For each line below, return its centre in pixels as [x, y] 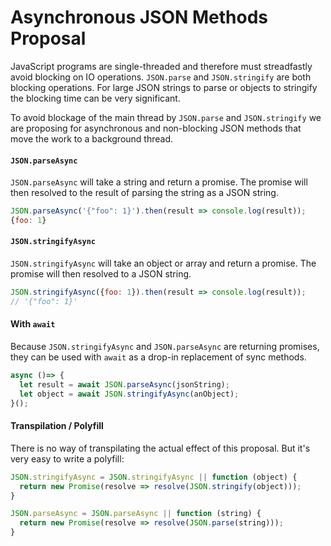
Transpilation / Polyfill [57, 426]
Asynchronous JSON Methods [139, 17]
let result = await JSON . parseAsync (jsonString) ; [124, 384]
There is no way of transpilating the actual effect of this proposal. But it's [160, 448]
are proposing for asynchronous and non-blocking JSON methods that [156, 128]
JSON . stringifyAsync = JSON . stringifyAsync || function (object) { [154, 477]
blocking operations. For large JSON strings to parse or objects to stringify [164, 87]
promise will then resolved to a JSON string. [101, 274]
